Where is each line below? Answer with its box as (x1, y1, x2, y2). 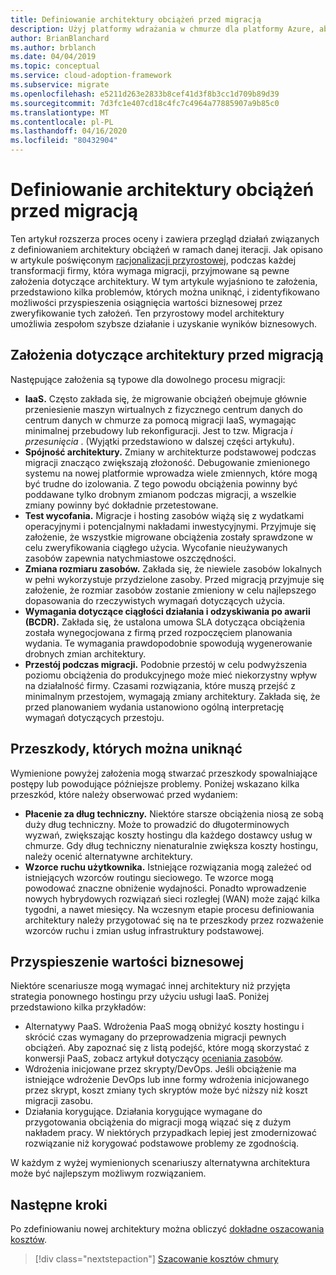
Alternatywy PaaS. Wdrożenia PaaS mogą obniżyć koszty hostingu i (24, 1021, 305, 1033)
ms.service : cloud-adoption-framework (10, 71, 172, 81)
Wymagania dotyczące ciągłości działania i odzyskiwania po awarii (24, 605, 311, 617)
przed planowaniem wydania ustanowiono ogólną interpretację (24, 701, 285, 713)
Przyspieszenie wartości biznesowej (10, 953, 244, 970)
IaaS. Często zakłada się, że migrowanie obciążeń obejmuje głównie (24, 392, 307, 405)
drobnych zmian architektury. (24, 647, 147, 660)
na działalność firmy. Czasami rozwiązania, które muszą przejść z (24, 679, 296, 691)
